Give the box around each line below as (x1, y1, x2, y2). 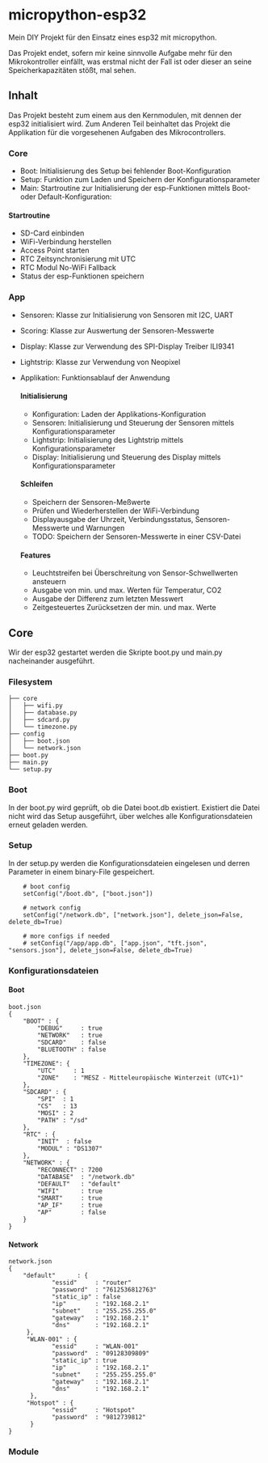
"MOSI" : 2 (37, 1109, 74, 1117)
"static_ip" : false (51, 1293, 121, 1301)
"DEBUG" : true (37, 1024, 103, 1033)
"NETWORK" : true (37, 1031, 103, 1039)
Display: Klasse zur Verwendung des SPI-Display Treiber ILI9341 (19, 341, 235, 351)
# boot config (23, 882, 70, 891)
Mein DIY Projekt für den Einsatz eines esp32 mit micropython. (8, 32, 217, 42)
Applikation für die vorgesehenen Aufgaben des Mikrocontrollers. (8, 127, 226, 137)
